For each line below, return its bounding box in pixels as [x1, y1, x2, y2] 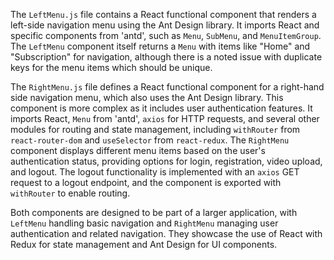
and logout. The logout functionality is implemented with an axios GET [10, 166, 300, 178]
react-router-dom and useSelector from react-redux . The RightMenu [10, 134, 290, 146]
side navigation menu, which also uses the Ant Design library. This [10, 92, 284, 103]
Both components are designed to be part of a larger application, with [10, 207, 298, 218]
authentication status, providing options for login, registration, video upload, [10, 155, 323, 167]
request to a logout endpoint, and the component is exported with [10, 177, 282, 188]
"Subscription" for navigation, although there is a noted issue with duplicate [10, 51, 323, 63]
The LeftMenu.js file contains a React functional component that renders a [10, 9, 317, 20]
